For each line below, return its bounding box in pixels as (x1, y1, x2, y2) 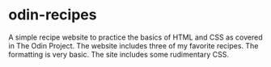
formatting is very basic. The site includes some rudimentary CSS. (8, 49, 229, 59)
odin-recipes (8, 6, 97, 24)
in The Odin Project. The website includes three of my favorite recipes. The (8, 40, 259, 50)
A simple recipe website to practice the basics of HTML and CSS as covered (8, 32, 263, 42)
